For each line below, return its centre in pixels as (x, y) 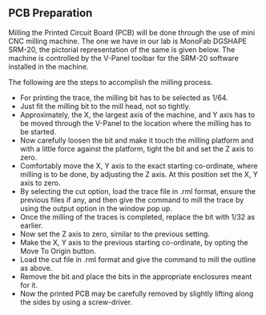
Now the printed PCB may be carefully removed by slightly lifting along (137, 293)
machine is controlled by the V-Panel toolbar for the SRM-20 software (123, 58)
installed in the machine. (48, 67)
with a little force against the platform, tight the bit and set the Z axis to (137, 148)
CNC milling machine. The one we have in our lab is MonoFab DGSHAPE (127, 41)
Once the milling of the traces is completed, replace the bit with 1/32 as (137, 216)
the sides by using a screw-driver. (76, 302)
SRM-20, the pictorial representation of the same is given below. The (122, 49)
